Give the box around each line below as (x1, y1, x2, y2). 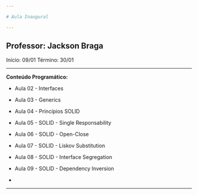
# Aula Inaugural (6, 14, 49, 19)
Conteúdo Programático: (6, 73, 68, 80)
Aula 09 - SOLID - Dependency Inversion (14, 165, 114, 172)
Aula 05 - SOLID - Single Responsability (14, 119, 112, 126)
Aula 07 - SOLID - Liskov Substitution (14, 142, 105, 149)
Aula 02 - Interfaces (14, 85, 64, 92)
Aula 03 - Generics (14, 96, 61, 103)
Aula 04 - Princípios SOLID (14, 108, 80, 115)
